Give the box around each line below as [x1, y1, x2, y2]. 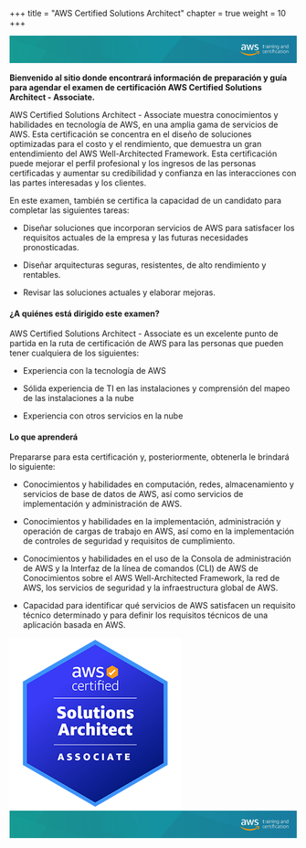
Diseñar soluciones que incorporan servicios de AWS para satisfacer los [22, 222, 295, 233]
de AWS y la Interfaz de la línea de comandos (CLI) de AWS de [22, 563, 259, 574]
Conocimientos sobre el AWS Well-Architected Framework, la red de [22, 573, 280, 584]
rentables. [22, 269, 61, 280]
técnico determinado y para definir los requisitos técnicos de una [22, 609, 269, 620]
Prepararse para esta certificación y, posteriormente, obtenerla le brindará [9, 451, 290, 462]
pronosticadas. [22, 241, 79, 252]
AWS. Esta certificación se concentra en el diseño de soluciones [9, 128, 252, 140]
